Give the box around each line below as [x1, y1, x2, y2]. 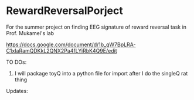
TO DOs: [6, 58, 27, 65]
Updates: [6, 87, 28, 94]
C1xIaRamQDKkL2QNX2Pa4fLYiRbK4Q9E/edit [6, 47, 117, 54]
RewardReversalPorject [6, 4, 123, 18]
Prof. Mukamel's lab [6, 29, 55, 36]
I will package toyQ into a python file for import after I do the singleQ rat [14, 70, 188, 77]
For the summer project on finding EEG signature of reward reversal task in [6, 23, 186, 30]
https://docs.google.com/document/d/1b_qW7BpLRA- [6, 41, 136, 48]
